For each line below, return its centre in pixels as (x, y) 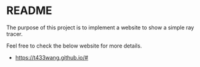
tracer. (15, 33)
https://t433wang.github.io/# (52, 57)
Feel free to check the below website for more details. (74, 46)
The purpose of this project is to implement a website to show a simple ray (100, 27)
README (29, 11)
